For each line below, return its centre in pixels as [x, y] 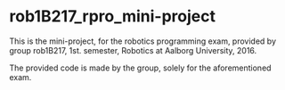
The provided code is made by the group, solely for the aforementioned [140, 68]
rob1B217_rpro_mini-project [113, 16]
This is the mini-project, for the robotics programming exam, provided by [143, 41]
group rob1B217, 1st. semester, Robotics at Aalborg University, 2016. [133, 50]
